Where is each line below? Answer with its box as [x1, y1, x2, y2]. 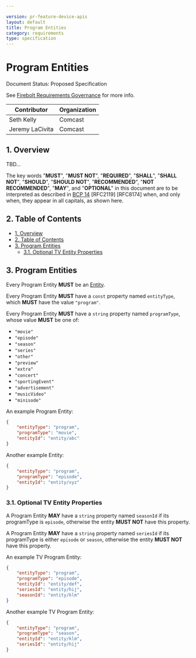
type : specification [6, 36, 57, 42]
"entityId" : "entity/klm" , [16, 636, 82, 642]
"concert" [14, 372, 39, 378]
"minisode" [14, 397, 42, 403]
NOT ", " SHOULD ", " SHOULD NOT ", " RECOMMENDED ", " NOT [6, 178, 154, 185]
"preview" [14, 360, 39, 366]
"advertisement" [14, 385, 54, 391]
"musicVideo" [14, 391, 47, 397]
